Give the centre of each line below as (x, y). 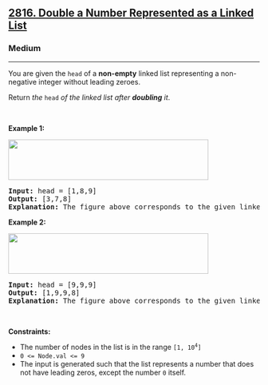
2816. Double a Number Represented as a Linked (131, 13)
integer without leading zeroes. (90, 81)
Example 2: (27, 222)
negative (23, 81)
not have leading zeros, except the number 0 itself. (102, 372)
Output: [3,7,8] (40, 198)
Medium (25, 49)
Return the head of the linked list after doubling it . (89, 97)
